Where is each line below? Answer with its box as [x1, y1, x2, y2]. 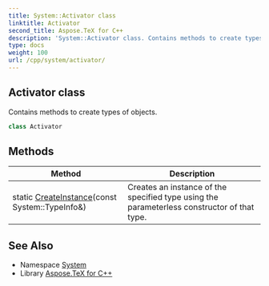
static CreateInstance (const [12, 192, 118, 203]
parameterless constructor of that [127, 201, 255, 213]
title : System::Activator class [8, 11, 116, 20]
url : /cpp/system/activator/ [8, 57, 106, 65]
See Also [8, 239, 54, 252]
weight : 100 [8, 49, 48, 57]
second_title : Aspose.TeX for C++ [8, 26, 124, 34]
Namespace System [19, 260, 86, 270]
